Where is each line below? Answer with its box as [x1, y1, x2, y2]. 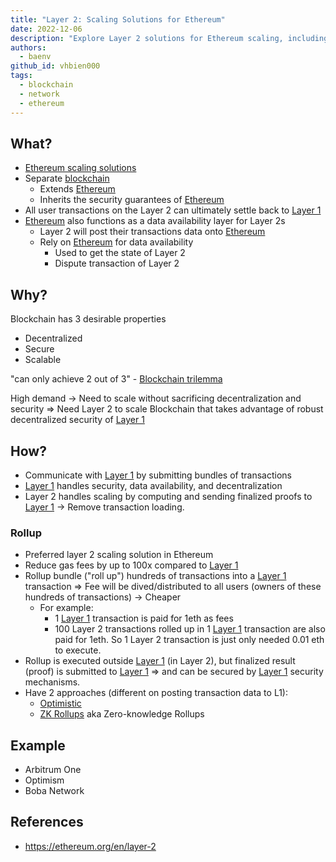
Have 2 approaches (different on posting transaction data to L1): [24, 687, 289, 699]
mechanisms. [24, 676, 81, 688]
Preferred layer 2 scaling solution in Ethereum [24, 549, 214, 561]
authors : [10, 42, 47, 53]
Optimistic [39, 697, 82, 710]
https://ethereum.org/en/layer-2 [24, 840, 157, 852]
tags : [10, 71, 33, 81]
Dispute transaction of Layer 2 [54, 257, 180, 270]
